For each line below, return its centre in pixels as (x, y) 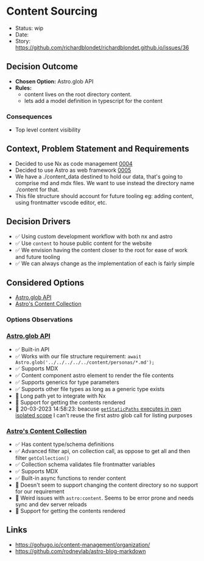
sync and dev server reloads (51, 504)
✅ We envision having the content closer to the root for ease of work (101, 250)
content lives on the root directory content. (78, 94)
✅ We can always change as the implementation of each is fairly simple (105, 263)
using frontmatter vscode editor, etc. (61, 202)
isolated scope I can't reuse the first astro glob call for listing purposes (104, 415)
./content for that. (37, 189)
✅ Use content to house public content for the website (83, 243)
